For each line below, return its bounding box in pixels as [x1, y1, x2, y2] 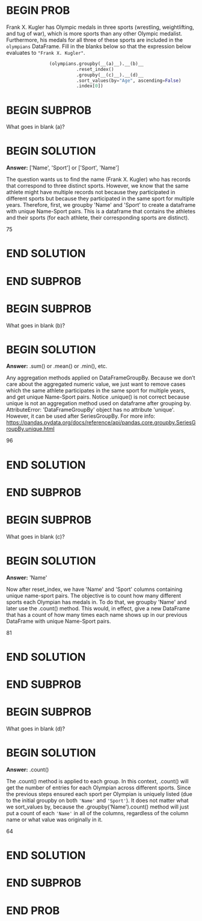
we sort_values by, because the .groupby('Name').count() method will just [6, 803, 189, 810]
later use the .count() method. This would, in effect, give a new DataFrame [6, 605, 191, 612]
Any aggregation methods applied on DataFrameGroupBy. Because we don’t [6, 374, 195, 382]
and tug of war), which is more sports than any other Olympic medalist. [6, 29, 182, 37]
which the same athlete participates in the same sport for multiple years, [6, 387, 186, 394]
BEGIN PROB [6, 4, 70, 17]
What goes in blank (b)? [6, 322, 66, 329]
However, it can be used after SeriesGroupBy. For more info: [6, 412, 155, 420]
